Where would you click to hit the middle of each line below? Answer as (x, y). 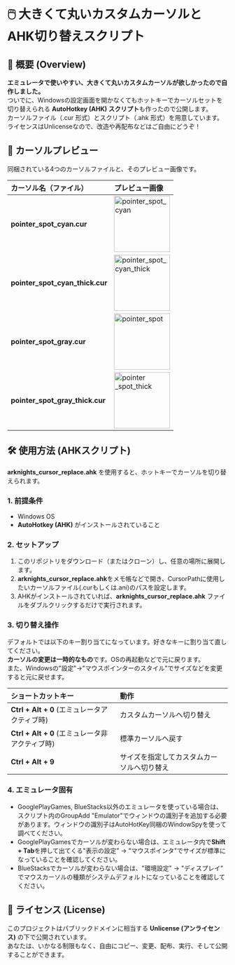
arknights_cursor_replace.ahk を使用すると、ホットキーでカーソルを (108, 472)
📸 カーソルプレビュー (53, 151)
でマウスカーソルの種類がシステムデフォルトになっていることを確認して (121, 877)
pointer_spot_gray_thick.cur (58, 400)
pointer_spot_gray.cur (48, 341)
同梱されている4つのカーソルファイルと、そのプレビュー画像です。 (104, 168)
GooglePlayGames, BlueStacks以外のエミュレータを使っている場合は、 (120, 806)
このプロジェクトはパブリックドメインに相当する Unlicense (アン (101, 928)
